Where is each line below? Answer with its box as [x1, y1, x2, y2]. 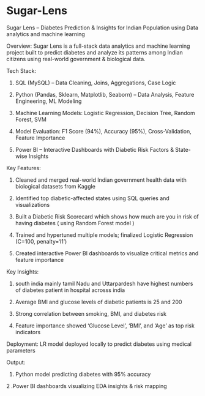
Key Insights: [6, 267, 39, 275]
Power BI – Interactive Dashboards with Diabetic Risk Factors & [15, 146, 174, 153]
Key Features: [6, 164, 41, 171]
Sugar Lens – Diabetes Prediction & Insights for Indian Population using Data [6, 24, 199, 31]
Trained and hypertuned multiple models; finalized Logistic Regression [15, 231, 193, 239]
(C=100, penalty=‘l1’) [15, 237, 67, 245]
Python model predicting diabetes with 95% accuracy [15, 370, 151, 378]
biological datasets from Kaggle [15, 182, 96, 190]
